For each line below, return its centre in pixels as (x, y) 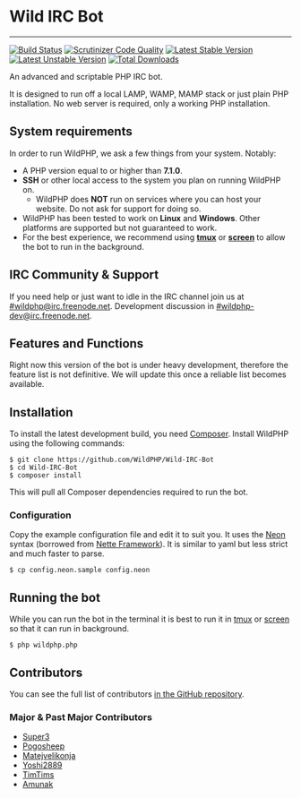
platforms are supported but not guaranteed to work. (120, 227)
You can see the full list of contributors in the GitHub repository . (127, 694)
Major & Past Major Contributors (81, 717)
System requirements (71, 132)
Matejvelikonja (49, 756)
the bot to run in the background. (83, 246)
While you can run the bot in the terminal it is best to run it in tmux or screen (149, 619)
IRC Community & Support (84, 275)
